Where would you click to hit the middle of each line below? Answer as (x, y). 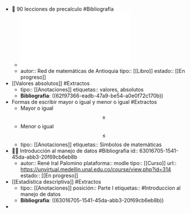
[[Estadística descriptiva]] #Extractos (56, 182)
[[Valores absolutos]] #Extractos (51, 83)
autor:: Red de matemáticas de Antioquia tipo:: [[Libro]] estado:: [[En (103, 71)
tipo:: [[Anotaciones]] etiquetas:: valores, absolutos (82, 90)
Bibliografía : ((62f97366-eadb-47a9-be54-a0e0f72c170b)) (92, 96)
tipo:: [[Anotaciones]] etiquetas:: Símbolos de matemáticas (91, 145)
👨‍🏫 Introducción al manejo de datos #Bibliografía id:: (75, 151)
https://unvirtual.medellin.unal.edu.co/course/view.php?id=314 (95, 169)
